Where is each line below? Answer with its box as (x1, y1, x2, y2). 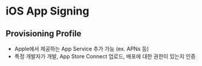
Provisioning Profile (5, 28, 82, 39)
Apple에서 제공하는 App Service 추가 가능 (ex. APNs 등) (14, 45, 149, 52)
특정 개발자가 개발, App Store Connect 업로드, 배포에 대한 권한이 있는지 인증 (14, 53, 196, 60)
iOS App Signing (5, 4, 90, 18)
